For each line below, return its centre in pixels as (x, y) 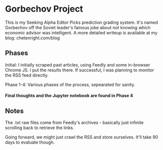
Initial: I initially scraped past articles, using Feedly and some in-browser (78, 65)
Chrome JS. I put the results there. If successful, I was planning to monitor (80, 70)
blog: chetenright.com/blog (32, 38)
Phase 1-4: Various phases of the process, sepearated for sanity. (70, 84)
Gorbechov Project (44, 9)
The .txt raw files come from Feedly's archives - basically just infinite (74, 123)
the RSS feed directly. (27, 75)
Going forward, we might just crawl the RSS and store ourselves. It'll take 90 (82, 137)
